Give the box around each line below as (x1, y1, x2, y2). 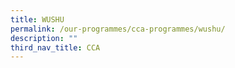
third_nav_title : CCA (10, 42, 101, 53)
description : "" (10, 33, 78, 43)
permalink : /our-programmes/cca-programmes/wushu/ (10, 24, 226, 34)
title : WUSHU (10, 14, 65, 25)
